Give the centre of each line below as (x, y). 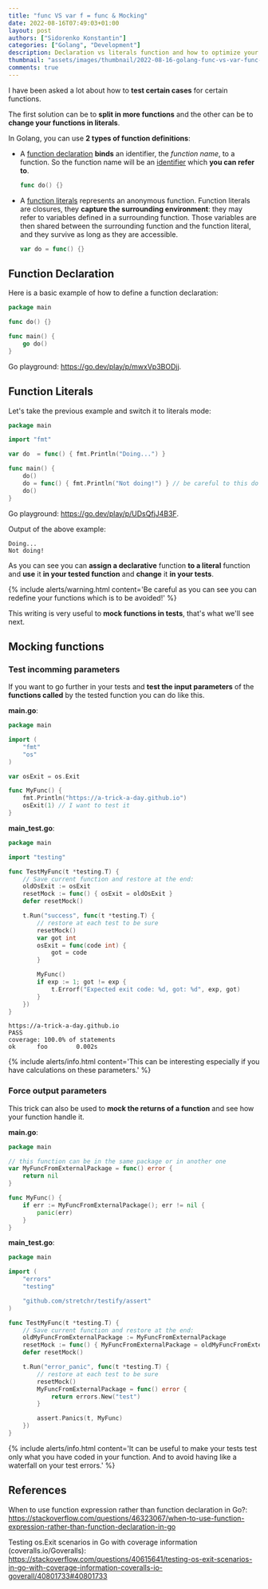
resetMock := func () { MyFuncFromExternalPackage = (110, 1345)
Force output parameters (58, 1091)
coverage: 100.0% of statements (62, 1040)
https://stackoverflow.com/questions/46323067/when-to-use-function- (126, 1518)
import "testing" (37, 857)
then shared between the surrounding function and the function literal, (135, 226)
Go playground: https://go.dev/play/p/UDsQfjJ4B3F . (94, 513)
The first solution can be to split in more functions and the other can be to (131, 114)
